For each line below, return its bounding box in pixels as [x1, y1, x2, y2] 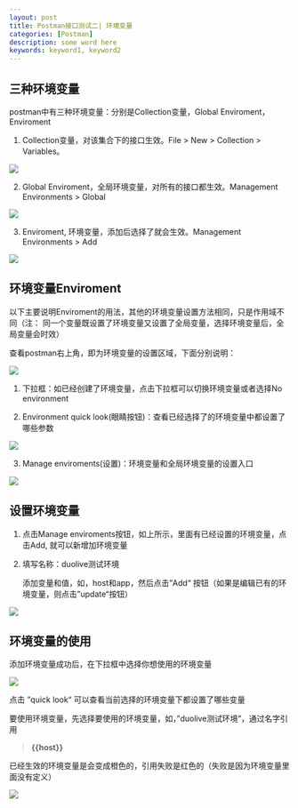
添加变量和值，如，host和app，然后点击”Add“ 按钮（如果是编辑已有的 [21, 577, 279, 588]
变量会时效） [16, 328, 64, 339]
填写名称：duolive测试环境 [21, 558, 120, 569]
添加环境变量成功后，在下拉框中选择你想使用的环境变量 [9, 659, 212, 669]
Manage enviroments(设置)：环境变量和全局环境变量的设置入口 [21, 458, 254, 468]
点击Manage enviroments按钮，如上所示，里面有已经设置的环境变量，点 [21, 528, 287, 539]
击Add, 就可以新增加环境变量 [21, 540, 128, 550]
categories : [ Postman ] [9, 29, 93, 38]
